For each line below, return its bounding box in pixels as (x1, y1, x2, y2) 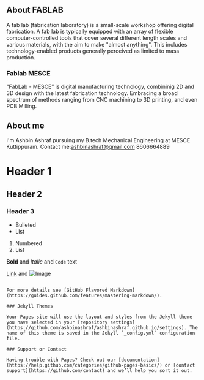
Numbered (15, 239, 43, 247)
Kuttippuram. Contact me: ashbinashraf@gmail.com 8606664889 (6, 143, 170, 150)
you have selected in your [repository (6, 319, 108, 325)
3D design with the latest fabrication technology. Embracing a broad (6, 89, 178, 97)
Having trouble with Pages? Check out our (6, 357, 116, 363)
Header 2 (6, 189, 43, 199)
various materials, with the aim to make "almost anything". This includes (6, 40, 188, 48)
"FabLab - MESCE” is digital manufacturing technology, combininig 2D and (6, 83, 194, 91)
